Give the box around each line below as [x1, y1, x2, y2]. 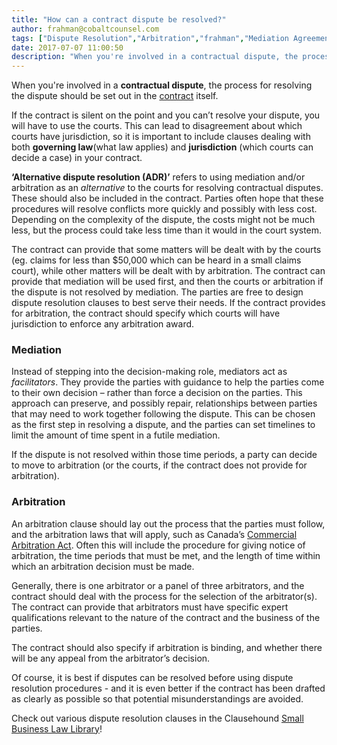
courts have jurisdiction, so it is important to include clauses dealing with [11, 131, 311, 143]
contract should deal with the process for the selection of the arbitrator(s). [11, 590, 318, 602]
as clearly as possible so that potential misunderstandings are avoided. [11, 692, 304, 705]
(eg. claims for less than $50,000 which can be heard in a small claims [11, 254, 302, 266]
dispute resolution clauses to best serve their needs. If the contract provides [11, 297, 326, 309]
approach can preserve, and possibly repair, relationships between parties [11, 397, 318, 410]
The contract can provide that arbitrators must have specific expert [11, 601, 289, 613]
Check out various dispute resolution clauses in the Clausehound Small [11, 712, 304, 724]
